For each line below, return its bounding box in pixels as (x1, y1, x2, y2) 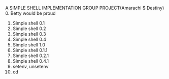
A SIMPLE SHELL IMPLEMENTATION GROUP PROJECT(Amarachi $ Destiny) (5, 5, 164, 11)
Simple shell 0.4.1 (12, 58, 49, 64)
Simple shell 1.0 (12, 42, 46, 48)
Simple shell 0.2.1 (12, 52, 49, 59)
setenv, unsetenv (12, 64, 49, 69)
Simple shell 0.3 (12, 31, 46, 37)
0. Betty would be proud (5, 10, 56, 16)
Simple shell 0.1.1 (12, 47, 48, 53)
